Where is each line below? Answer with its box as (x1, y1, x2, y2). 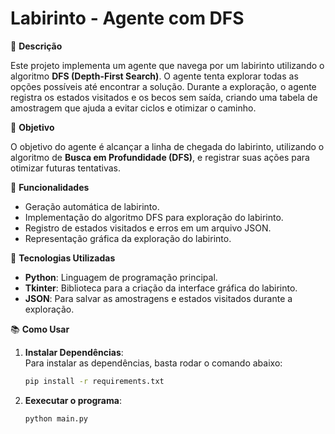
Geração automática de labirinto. (24, 200, 160, 212)
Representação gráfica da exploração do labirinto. (24, 232, 232, 244)
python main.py (24, 413, 89, 424)
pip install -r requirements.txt (24, 376, 165, 386)
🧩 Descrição (10, 40, 63, 52)
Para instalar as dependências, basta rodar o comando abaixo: (24, 357, 283, 369)
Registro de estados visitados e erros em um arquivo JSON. (24, 222, 272, 234)
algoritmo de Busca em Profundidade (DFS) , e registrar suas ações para (10, 151, 310, 163)
